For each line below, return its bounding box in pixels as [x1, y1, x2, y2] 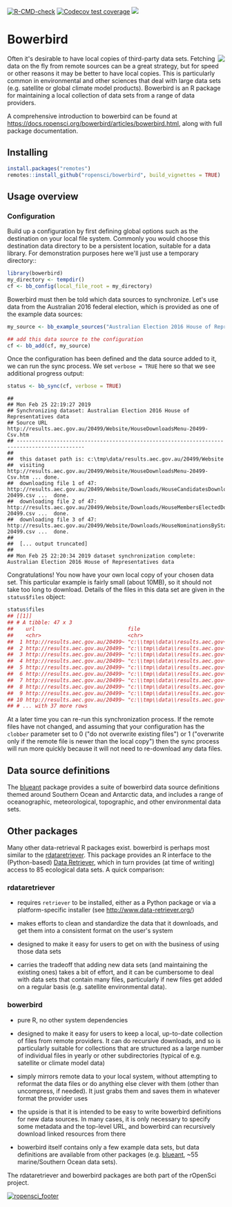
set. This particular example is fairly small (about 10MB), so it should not [7, 578, 212, 587]
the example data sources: [7, 310, 83, 318]
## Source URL [7, 419, 48, 427]
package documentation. [7, 127, 78, 135]
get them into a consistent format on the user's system [17, 927, 173, 935]
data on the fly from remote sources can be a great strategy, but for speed [7, 62, 219, 70]
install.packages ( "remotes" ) [7, 165, 91, 172]
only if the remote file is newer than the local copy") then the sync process [7, 737, 220, 746]
